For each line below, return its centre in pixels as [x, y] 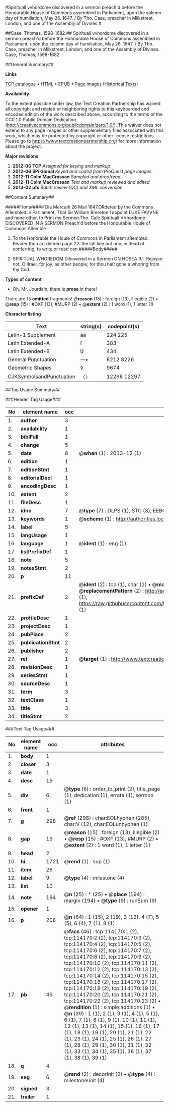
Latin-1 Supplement [32, 335]
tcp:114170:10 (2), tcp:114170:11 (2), [111, 963]
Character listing [23, 314]
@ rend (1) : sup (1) [87, 861]
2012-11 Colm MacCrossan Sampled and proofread [66, 177]
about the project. [24, 146]
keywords [33, 519]
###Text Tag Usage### [30, 729]
